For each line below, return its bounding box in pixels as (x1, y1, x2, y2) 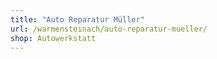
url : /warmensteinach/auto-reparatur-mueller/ (10, 24, 208, 34)
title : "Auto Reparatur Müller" (10, 14, 145, 25)
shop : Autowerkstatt (10, 33, 97, 43)
